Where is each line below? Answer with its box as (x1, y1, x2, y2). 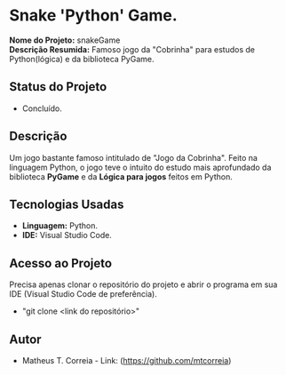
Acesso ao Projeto (9, 255, 113, 271)
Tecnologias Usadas (9, 196, 124, 211)
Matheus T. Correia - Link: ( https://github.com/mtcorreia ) (21, 355, 232, 365)
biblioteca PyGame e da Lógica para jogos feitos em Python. (9, 171, 233, 182)
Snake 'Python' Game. (9, 5, 178, 26)
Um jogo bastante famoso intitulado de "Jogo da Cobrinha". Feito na (9, 152, 258, 163)
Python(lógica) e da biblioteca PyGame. (9, 53, 155, 64)
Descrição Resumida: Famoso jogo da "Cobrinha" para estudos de (9, 44, 256, 54)
